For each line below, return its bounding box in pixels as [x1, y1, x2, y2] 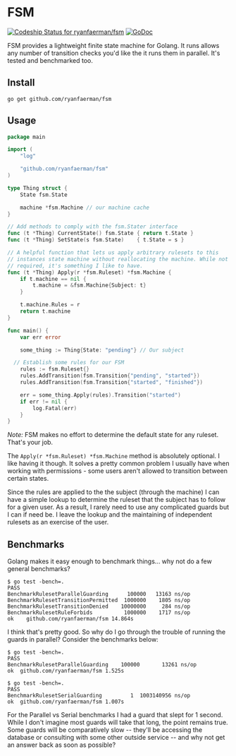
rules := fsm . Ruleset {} [20, 366, 90, 373]
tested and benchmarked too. [7, 56, 93, 64]
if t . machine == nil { [20, 275, 87, 282]
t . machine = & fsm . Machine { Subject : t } [32, 282, 147, 289]
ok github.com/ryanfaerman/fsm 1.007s [7, 698, 125, 706]
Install [7, 77, 35, 89]
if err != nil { [20, 398, 68, 405]
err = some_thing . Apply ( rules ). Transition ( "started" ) [20, 391, 181, 399]
